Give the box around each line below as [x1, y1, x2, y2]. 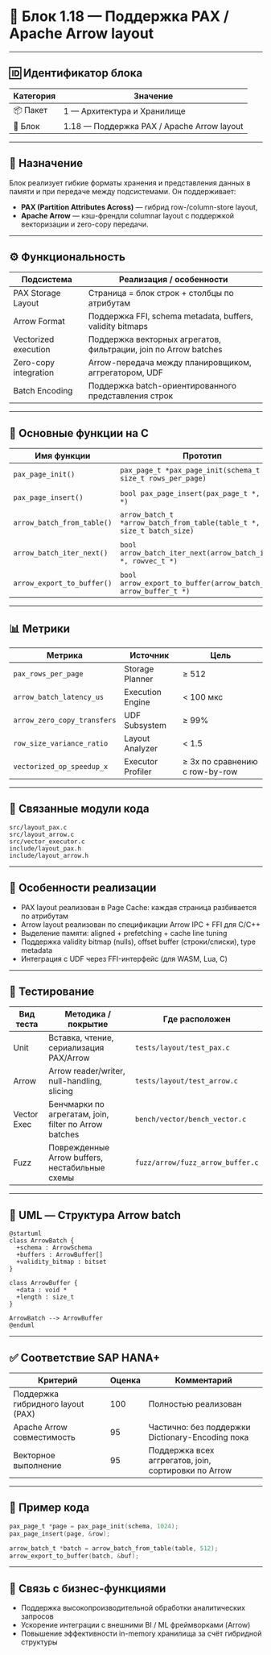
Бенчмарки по [48, 1099, 105, 1110]
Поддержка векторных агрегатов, [88, 334, 222, 345]
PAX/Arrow [48, 1052, 91, 1063]
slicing [48, 1086, 73, 1097]
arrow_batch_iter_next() [13, 548, 109, 558]
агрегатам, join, [48, 1108, 109, 1120]
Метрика [46, 650, 83, 660]
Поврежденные [48, 1142, 110, 1154]
